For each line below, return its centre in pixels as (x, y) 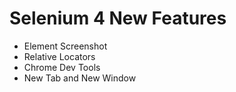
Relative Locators (59, 56)
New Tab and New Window (80, 78)
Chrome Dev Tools (62, 67)
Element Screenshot (65, 46)
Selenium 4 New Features (118, 18)
